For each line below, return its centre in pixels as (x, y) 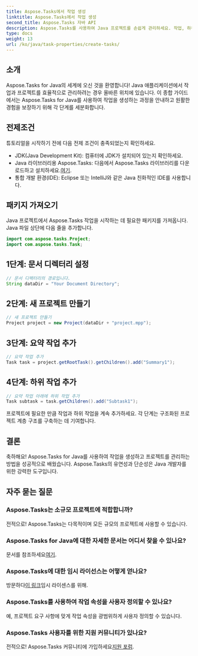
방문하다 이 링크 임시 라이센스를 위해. (47, 585)
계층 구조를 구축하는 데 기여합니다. (56, 421)
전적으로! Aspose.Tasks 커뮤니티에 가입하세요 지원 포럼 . (70, 647)
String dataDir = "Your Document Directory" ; (63, 284)
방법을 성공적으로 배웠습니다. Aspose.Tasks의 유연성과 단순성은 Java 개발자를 (96, 464)
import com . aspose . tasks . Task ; (44, 245)
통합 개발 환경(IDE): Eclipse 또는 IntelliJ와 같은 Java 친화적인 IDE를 (93, 177)
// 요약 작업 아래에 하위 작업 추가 (43, 396)
